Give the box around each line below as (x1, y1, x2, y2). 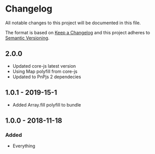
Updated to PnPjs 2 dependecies (12, 74, 81, 80)
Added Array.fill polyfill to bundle (12, 101, 81, 108)
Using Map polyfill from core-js (12, 68, 78, 74)
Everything (12, 143, 35, 149)
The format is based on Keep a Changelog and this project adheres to (5, 29, 150, 35)
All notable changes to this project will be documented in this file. (5, 20, 141, 26)
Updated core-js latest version (12, 63, 76, 69)
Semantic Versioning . (5, 35, 49, 41)
